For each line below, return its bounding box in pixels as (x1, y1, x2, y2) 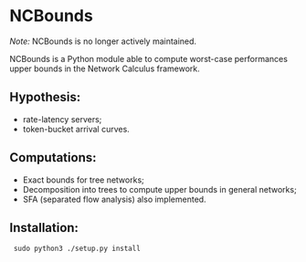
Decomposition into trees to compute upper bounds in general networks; (22, 183, 297, 194)
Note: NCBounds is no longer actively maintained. (9, 36, 197, 47)
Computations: (9, 150, 97, 165)
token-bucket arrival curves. (22, 123, 130, 134)
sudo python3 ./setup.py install (13, 244, 142, 254)
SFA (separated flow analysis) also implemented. (22, 194, 207, 204)
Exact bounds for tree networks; (22, 174, 144, 185)
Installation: (9, 220, 79, 236)
